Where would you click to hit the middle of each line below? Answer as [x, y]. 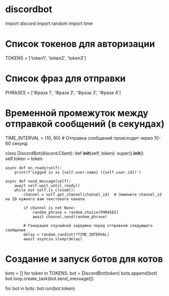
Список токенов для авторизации [80, 44]
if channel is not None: [50, 208]
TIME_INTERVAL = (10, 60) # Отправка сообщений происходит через [79, 138]
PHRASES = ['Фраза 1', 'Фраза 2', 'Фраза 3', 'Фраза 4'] [63, 92]
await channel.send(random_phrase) [70, 217]
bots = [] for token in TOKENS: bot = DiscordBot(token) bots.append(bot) [81, 273]
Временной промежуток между [77, 113]
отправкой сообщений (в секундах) [85, 124]
